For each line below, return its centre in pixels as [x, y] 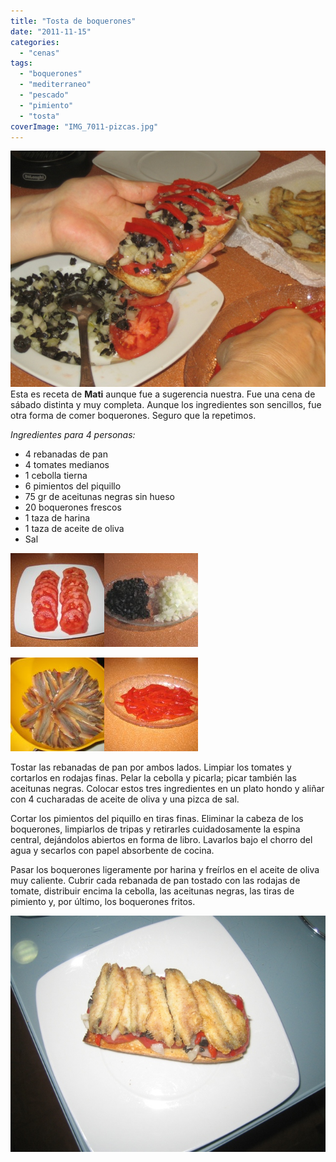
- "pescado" [44, 95]
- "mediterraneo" [55, 85]
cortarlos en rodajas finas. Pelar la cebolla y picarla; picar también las [153, 778]
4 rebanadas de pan [66, 454]
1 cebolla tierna [56, 476]
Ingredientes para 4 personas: [73, 435]
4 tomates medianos [67, 465]
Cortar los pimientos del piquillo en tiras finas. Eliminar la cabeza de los [157, 819]
